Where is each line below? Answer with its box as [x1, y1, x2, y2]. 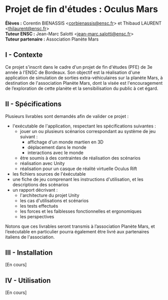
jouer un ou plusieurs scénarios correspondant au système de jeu [20, 128, 156, 134]
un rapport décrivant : [12, 187, 58, 193]
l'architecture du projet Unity [20, 192, 80, 198]
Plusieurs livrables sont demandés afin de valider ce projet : [5, 113, 129, 119]
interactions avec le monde [27, 149, 84, 156]
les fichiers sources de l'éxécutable [12, 171, 86, 177]
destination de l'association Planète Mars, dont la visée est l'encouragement [5, 80, 163, 86]
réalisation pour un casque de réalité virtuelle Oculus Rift [20, 166, 137, 172]
